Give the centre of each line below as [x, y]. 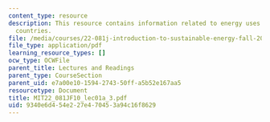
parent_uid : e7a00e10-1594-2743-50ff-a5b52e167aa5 [95, 83]
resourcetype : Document [48, 90]
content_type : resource [48, 16]
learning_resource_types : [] [57, 53]
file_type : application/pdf [55, 46]
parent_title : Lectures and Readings [72, 68]
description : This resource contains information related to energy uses [135, 23]
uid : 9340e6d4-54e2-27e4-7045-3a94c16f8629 [82, 105]
